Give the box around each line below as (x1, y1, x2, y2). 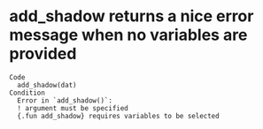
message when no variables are (9, 25, 248, 45)
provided (9, 44, 77, 64)
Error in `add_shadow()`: (17, 95, 113, 105)
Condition (9, 88, 46, 97)
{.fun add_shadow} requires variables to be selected (17, 111, 220, 120)
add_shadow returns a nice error (9, 6, 254, 27)
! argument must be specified (17, 103, 128, 112)
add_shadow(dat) (17, 80, 77, 89)
